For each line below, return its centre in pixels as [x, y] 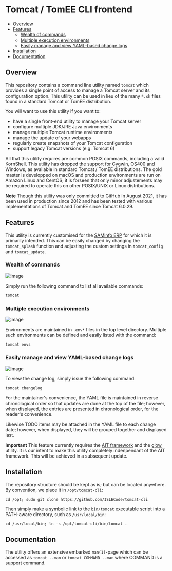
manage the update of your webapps [52, 138]
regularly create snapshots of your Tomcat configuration [72, 143]
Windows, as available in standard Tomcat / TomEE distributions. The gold [84, 169]
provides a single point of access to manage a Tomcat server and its [78, 90]
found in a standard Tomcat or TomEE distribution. [59, 101]
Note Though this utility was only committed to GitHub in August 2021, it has [86, 196]
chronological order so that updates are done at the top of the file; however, [85, 404]
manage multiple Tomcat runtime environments [63, 132]
